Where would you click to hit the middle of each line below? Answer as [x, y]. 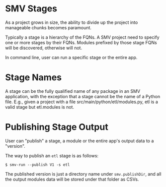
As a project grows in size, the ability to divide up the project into [72, 22]
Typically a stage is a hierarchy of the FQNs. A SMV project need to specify [83, 37]
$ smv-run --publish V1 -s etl [38, 165]
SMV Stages [31, 9]
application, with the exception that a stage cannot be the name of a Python [83, 96]
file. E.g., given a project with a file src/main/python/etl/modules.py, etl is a [82, 102]
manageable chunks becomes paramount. [48, 27]
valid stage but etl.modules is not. [40, 107]
